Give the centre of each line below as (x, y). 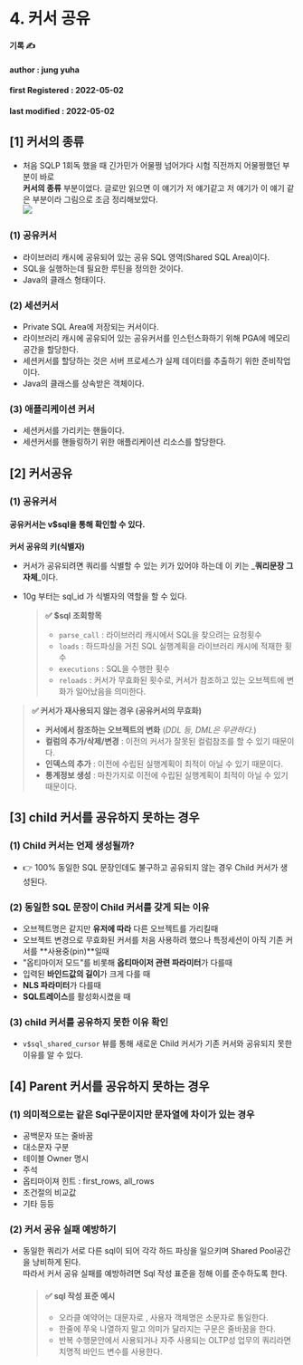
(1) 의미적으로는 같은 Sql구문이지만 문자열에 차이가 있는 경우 (132, 1114)
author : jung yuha (44, 70)
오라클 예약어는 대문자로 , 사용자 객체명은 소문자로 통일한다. (163, 1318)
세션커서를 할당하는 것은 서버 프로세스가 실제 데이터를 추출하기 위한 (141, 361)
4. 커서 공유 (50, 19)
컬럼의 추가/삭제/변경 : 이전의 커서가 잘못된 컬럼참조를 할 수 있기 (158, 741)
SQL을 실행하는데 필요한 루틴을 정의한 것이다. (103, 268)
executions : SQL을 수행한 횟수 (114, 668)
